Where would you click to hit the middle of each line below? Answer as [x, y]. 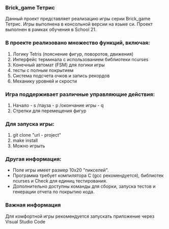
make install [25, 141]
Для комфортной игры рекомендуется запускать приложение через [80, 216]
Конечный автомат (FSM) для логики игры [59, 65]
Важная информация [33, 205]
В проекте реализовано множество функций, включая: [78, 43]
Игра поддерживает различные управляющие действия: [80, 94]
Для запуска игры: [30, 124]
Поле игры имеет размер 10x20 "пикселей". [61, 170]
